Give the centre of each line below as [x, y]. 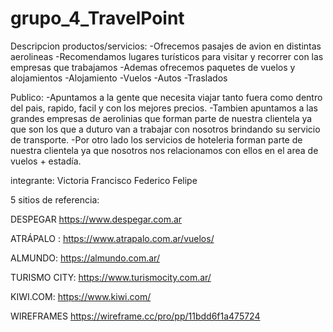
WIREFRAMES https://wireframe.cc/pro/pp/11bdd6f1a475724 [135, 316]
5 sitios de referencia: [55, 199]
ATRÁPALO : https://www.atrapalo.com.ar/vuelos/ [112, 238]
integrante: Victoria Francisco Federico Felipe [104, 180]
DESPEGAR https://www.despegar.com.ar [96, 219]
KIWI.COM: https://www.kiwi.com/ [81, 296]
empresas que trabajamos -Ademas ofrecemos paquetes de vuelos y [153, 67]
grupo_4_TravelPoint [97, 18]
